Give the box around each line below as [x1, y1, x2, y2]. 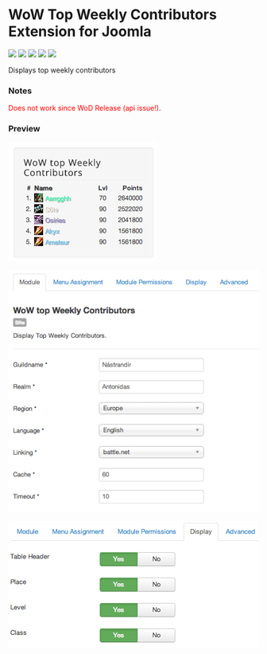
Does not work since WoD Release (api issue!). [8, 104, 161, 113]
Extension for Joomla [8, 22, 153, 41]
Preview [8, 123, 41, 135]
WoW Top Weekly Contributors [8, 6, 217, 24]
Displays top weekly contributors [8, 65, 116, 75]
